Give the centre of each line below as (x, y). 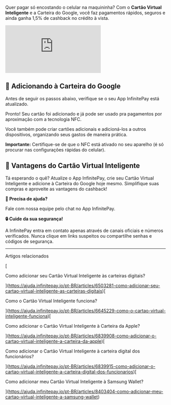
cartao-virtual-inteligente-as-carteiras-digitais (54, 291)
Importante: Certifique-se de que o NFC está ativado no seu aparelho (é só (84, 144)
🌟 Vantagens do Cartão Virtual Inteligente (73, 166)
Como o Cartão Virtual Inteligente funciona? (51, 301)
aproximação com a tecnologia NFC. (44, 119)
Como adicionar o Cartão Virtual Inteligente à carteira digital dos (73, 351)
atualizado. (17, 104)
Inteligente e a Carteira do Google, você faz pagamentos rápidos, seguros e (85, 13)
